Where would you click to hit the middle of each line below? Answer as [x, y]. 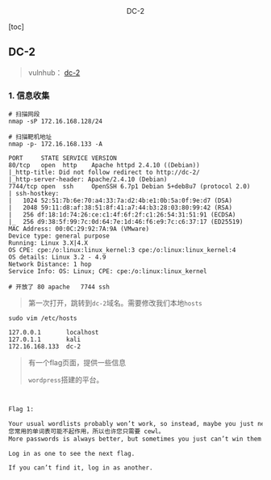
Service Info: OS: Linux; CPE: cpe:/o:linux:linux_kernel [108, 272]
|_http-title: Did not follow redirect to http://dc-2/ [104, 173]
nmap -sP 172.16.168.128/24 [56, 122]
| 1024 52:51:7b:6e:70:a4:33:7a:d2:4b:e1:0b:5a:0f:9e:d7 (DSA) [120, 201]
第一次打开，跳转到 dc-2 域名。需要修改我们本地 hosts [115, 303]
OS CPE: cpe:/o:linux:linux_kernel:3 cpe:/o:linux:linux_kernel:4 [122, 251]
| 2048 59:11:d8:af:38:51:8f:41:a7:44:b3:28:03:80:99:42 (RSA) [120, 208]
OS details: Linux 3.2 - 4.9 [57, 257]
